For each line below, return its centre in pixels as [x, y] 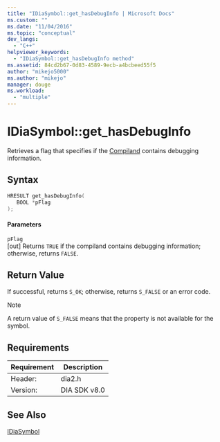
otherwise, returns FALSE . [43, 253]
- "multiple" [32, 98]
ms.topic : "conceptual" [42, 33]
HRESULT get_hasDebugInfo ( [46, 196]
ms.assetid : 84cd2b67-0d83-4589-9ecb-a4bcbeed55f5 [82, 65]
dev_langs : [23, 39]
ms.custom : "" [28, 20]
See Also [27, 415]
